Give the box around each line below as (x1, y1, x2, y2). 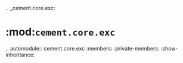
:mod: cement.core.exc (5, 26, 116, 39)
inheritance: (5, 51, 35, 58)
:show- (160, 45, 178, 52)
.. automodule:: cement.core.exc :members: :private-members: (5, 45, 160, 52)
